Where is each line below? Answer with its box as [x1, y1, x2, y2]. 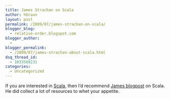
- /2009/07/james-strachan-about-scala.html [10, 50, 106, 55]
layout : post [5, 17, 33, 22]
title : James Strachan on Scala [5, 7, 74, 13]
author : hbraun [5, 12, 38, 17]
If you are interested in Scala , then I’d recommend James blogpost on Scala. [5, 83, 165, 89]
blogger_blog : [5, 26, 36, 31]
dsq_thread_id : [5, 54, 38, 60]
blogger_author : [5, 36, 40, 41]
